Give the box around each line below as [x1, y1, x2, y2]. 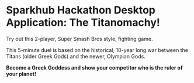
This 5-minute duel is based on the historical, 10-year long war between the [6, 46, 189, 53]
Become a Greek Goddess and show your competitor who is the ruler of [6, 64, 183, 71]
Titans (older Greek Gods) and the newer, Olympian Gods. [6, 53, 146, 60]
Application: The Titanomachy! [6, 16, 161, 29]
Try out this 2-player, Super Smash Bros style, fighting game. [6, 35, 153, 42]
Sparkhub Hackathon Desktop [6, 4, 156, 17]
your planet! [6, 70, 37, 77]
